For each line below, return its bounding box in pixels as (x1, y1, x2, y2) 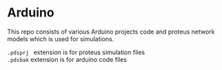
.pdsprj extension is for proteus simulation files (7, 48, 145, 56)
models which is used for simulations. (7, 34, 114, 43)
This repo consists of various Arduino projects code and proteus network (7, 27, 215, 36)
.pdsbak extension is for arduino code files (7, 55, 128, 63)
